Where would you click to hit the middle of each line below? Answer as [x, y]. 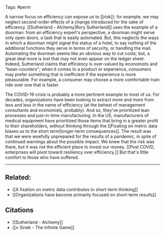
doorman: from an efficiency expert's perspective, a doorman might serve [80, 32]
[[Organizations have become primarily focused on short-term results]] [84, 195]
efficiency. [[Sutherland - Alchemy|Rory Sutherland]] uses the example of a [82, 27]
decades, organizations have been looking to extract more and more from [80, 100]
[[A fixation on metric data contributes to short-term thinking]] [75, 189]
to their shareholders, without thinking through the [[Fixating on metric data [81, 126]
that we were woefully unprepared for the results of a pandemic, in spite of [81, 136]
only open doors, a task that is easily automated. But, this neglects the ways [82, 38]
